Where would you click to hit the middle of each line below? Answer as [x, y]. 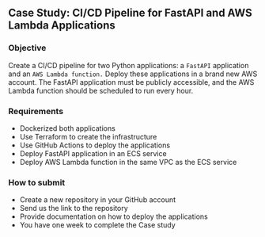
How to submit [37, 182]
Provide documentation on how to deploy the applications [114, 216]
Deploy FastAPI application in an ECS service [93, 153]
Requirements [36, 111]
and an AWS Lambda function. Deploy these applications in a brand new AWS [133, 74]
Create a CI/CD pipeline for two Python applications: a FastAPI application [129, 65]
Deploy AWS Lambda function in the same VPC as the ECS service [128, 162]
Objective [27, 48]
